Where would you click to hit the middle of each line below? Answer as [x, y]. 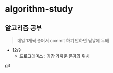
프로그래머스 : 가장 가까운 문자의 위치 [55, 56]
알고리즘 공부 [24, 28]
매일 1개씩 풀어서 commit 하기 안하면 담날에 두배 [63, 40]
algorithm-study [39, 9]
